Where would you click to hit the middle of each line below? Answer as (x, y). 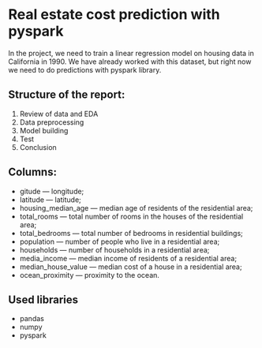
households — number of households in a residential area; (114, 249)
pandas (32, 319)
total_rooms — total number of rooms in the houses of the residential (131, 216)
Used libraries (43, 299)
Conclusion (38, 147)
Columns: (33, 172)
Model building (44, 130)
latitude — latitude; (50, 200)
